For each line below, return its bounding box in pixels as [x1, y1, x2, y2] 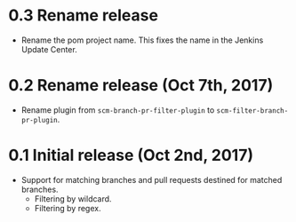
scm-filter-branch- [216, 106, 289, 115]
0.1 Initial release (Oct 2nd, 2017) [8, 146, 254, 165]
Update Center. [20, 44, 77, 54]
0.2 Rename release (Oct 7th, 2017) [8, 75, 274, 96]
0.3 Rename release [8, 5, 159, 26]
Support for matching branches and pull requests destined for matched [20, 174, 283, 185]
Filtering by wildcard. [34, 193, 112, 204]
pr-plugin [20, 115, 59, 124]
